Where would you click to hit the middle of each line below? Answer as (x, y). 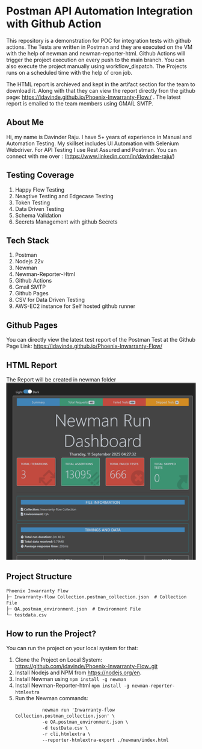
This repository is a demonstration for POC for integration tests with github (99, 40)
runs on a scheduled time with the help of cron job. (69, 72)
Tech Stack (28, 240)
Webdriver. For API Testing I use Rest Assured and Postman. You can (92, 149)
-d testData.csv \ (65, 728)
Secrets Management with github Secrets (66, 222)
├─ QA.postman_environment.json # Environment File (74, 609)
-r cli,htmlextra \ (66, 734)
